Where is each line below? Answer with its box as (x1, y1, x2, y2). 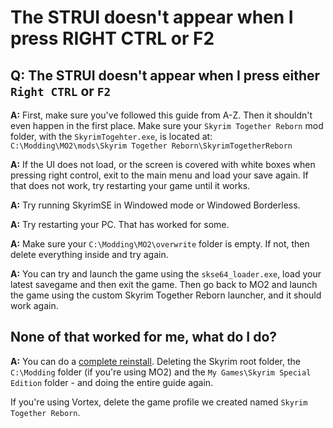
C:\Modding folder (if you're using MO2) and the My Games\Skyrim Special (10, 366, 312, 378)
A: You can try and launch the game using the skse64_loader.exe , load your (10, 268, 322, 280)
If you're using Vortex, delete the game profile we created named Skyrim (10, 396, 308, 408)
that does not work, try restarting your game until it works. (10, 180, 251, 191)
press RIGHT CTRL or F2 (10, 27, 215, 50)
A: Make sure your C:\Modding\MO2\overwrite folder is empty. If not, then (10, 238, 310, 250)
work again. (10, 300, 59, 311)
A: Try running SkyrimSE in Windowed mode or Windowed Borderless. (10, 199, 301, 211)
